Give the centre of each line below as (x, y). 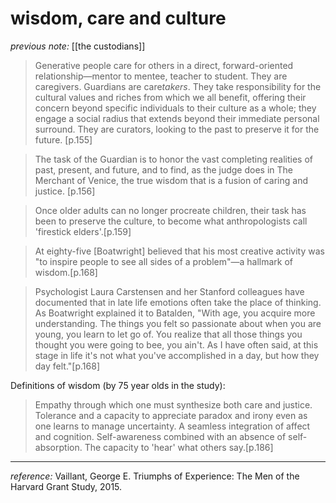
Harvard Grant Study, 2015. (66, 486)
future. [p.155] (63, 139)
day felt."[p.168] (67, 366)
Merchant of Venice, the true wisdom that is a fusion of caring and (171, 180)
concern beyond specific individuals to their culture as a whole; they (175, 108)
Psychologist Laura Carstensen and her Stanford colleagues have (169, 291)
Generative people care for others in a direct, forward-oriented (164, 65)
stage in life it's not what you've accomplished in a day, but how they (177, 355)
